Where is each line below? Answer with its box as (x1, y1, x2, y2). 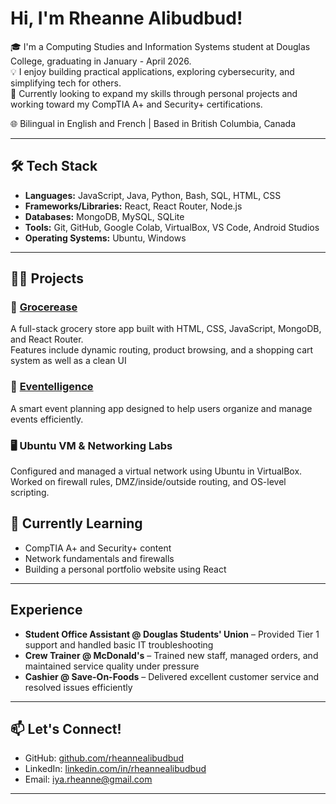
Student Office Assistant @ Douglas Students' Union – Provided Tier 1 (24, 628, 320, 640)
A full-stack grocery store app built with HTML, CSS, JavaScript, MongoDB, (10, 323, 322, 335)
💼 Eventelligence (10, 380, 94, 394)
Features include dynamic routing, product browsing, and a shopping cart (10, 344, 314, 356)
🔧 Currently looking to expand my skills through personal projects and (10, 87, 298, 99)
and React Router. (10, 333, 84, 346)
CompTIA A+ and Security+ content (24, 542, 172, 554)
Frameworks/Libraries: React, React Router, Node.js (24, 200, 243, 212)
